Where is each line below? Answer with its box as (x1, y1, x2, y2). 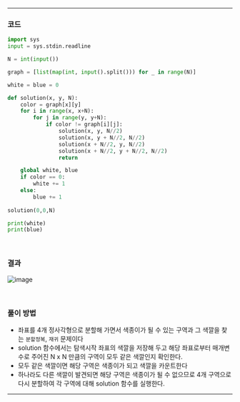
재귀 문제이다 (49, 334, 84, 343)
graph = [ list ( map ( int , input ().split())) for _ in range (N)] (7, 69, 196, 76)
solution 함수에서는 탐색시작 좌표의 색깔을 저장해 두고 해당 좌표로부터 (17, 343, 211, 352)
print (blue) (7, 226, 43, 233)
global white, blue (20, 167, 79, 174)
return (58, 154, 79, 161)
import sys (7, 36, 40, 44)
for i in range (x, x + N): (20, 108, 94, 115)
